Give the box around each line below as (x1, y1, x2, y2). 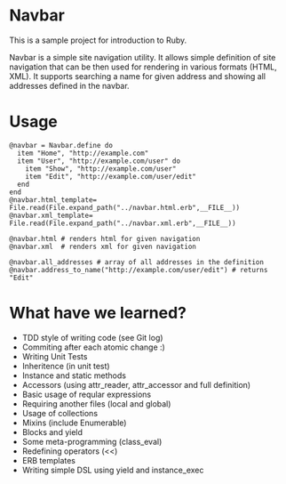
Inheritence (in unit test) (21, 360, 110, 371)
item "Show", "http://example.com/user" (25, 164, 177, 173)
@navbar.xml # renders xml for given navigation (9, 242, 197, 251)
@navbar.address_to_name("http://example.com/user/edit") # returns (9, 265, 268, 274)
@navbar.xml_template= (9, 211, 93, 220)
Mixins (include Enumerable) (21, 417, 127, 428)
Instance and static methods (21, 370, 127, 381)
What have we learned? (9, 303, 187, 323)
